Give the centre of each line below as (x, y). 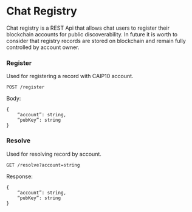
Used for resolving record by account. (54, 154)
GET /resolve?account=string (43, 165)
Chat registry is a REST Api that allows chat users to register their (88, 28)
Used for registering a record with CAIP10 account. (70, 76)
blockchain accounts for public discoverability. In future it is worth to (92, 34)
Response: (20, 176)
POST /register (26, 87)
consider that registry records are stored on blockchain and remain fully (96, 41)
